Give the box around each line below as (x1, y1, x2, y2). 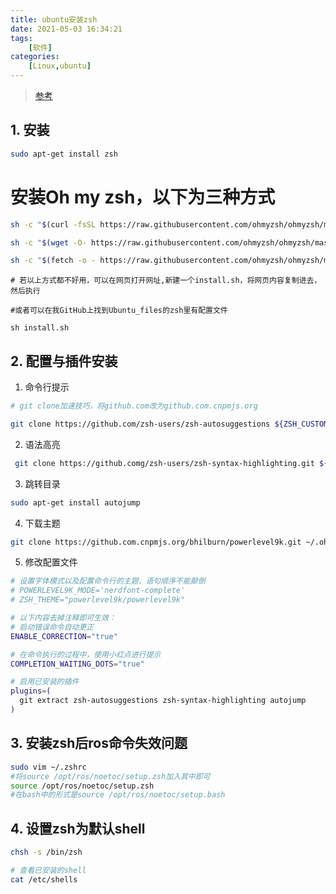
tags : (10, 33, 33, 43)
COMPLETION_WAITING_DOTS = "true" (10, 659, 145, 669)
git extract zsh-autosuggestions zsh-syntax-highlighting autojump (19, 696, 307, 706)
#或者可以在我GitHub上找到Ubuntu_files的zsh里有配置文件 (10, 306, 228, 316)
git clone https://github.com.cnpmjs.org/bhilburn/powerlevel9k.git (10, 537, 302, 547)
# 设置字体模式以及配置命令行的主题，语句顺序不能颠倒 (10, 576, 206, 586)
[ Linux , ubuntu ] (28, 61, 92, 71)
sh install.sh (10, 323, 70, 333)
